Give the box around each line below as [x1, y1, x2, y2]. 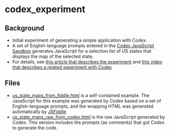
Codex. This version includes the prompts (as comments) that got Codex [12, 119, 165, 125]
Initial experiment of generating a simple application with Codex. [12, 37, 147, 43]
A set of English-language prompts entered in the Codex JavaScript [12, 43, 154, 49]
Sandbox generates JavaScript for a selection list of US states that [12, 48, 152, 54]
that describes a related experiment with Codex [12, 64, 112, 70]
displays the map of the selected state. [12, 53, 94, 59]
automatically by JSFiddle [12, 108, 67, 115]
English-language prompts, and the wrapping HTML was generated [12, 103, 154, 109]
